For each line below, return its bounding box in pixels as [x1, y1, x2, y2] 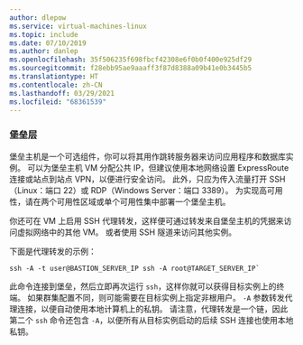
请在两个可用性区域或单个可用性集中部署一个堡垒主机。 [24, 196, 231, 207]
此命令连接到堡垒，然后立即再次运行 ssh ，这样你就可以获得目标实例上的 [9, 281, 277, 292]
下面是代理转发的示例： [9, 246, 96, 256]
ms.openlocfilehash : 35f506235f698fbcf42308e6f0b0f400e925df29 [9, 55, 252, 64]
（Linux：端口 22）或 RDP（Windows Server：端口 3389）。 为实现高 [9, 184, 268, 195]
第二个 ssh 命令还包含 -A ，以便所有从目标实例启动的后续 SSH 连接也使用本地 [9, 314, 294, 325]
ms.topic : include [9, 30, 78, 39]
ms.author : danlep [9, 47, 78, 56]
